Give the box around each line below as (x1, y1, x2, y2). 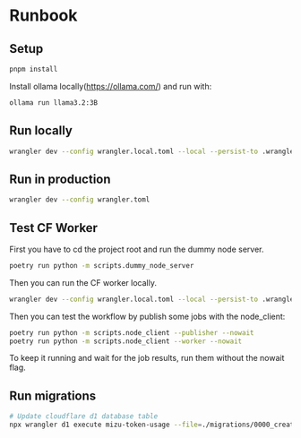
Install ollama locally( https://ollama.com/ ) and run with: (9, 81, 212, 91)
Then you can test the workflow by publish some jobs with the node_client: (9, 311, 286, 322)
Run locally (9, 123, 73, 139)
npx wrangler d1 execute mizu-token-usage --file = (9, 420, 202, 430)
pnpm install (9, 64, 58, 73)
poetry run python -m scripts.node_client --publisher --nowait (9, 328, 254, 337)
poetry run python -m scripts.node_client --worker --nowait (9, 337, 243, 346)
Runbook (9, 5, 78, 26)
